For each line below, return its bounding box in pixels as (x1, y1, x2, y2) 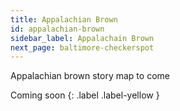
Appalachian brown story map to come (10, 70, 170, 82)
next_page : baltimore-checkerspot (10, 42, 155, 53)
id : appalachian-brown (10, 24, 105, 34)
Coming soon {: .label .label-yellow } (10, 89, 160, 101)
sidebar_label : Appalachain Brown (10, 33, 155, 43)
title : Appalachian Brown (10, 14, 118, 25)
